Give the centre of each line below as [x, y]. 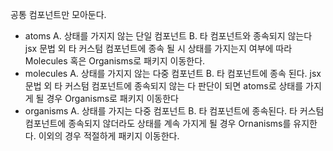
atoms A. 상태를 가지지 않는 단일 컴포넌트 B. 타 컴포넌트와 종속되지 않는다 [168, 36]
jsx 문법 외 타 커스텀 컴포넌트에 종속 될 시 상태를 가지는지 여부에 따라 [158, 48]
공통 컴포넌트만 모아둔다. [58, 14]
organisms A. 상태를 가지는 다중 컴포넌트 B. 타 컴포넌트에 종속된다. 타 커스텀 [174, 111]
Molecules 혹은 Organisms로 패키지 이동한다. [115, 61]
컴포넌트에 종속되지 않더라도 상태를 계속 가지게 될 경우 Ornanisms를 [158, 123]
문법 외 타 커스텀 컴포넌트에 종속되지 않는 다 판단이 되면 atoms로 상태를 [164, 86]
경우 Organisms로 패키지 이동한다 [112, 98]
